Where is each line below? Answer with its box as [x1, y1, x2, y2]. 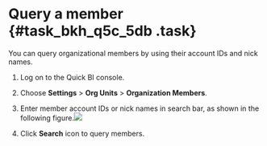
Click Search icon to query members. [19, 128, 145, 138]
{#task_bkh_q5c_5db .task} [8, 22, 197, 40]
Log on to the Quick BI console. [19, 72, 125, 82]
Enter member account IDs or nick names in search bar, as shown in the [19, 103, 260, 113]
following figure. [19, 113, 75, 123]
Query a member [8, 5, 123, 23]
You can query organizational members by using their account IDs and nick [8, 48, 258, 58]
